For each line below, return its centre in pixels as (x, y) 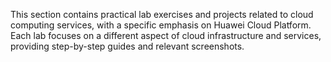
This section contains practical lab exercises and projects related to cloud (162, 14)
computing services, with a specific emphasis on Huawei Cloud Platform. (161, 25)
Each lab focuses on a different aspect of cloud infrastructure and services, (166, 35)
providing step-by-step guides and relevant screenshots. (127, 46)
